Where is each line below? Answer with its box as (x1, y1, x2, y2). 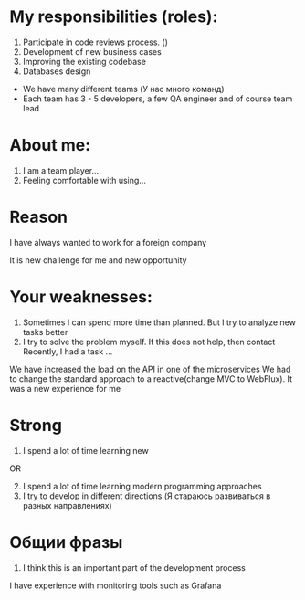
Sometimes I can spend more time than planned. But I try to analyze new (22, 317, 297, 328)
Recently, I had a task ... (22, 345, 113, 357)
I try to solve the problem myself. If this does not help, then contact (22, 336, 276, 347)
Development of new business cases (22, 46, 162, 57)
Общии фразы (9, 532, 123, 553)
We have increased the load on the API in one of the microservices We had (9, 363, 291, 374)
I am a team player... (22, 164, 100, 175)
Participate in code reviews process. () (22, 37, 169, 47)
